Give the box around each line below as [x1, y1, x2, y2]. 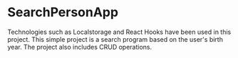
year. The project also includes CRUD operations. [7, 42, 152, 51]
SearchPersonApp [7, 4, 119, 21]
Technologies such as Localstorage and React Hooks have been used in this [7, 28, 232, 36]
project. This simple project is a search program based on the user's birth [7, 35, 223, 43]
